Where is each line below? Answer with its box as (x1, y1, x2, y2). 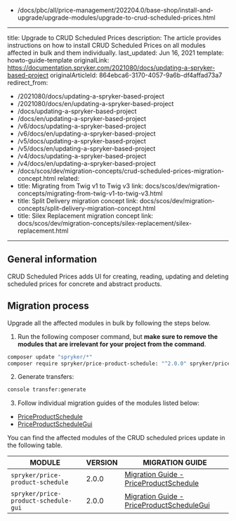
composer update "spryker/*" (7, 353, 93, 361)
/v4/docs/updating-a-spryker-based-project (17, 152, 147, 160)
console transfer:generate (7, 386, 86, 393)
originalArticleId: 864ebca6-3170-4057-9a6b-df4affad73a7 (50, 71, 223, 79)
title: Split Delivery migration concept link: (17, 197, 138, 205)
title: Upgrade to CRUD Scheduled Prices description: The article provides (7, 34, 221, 41)
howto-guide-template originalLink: (7, 56, 110, 64)
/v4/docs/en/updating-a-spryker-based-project (17, 160, 156, 167)
